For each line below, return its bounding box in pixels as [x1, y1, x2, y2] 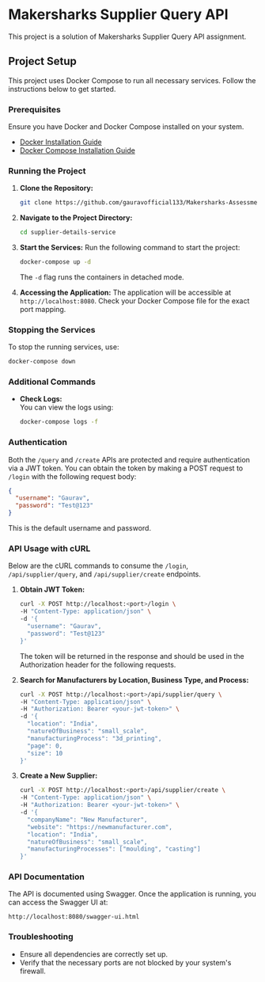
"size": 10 [27, 749, 63, 757]
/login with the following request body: [8, 471, 137, 481]
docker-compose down [8, 358, 77, 366]
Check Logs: [19, 394, 62, 404]
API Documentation [8, 871, 85, 882]
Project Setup [8, 55, 78, 68]
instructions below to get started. [8, 84, 116, 93]
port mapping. [19, 304, 66, 314]
